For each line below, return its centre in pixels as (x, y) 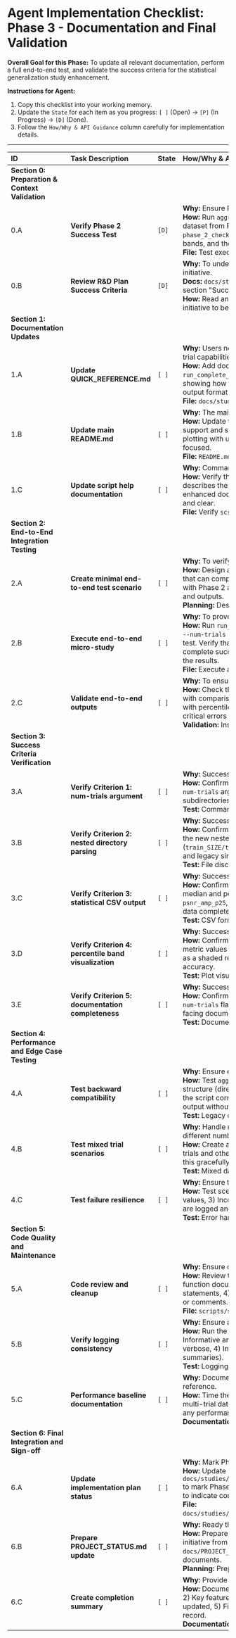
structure (197, 1089)
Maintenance (33, 1255)
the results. (201, 660)
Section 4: (28, 1033)
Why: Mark (201, 1462)
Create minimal (97, 579)
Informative (201, 1340)
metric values (205, 949)
